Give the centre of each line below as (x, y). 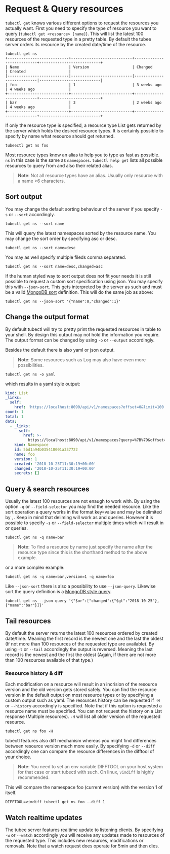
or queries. (16, 528)
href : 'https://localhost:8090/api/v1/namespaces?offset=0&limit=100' (90, 407)
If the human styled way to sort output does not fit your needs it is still (78, 276)
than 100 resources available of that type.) (49, 660)
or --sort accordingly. (32, 214)
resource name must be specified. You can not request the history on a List (84, 711)
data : (11, 421)
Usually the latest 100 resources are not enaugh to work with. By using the (83, 501)
